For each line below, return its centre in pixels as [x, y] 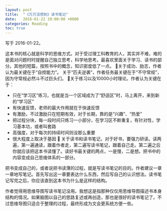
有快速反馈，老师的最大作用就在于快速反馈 [56, 108]
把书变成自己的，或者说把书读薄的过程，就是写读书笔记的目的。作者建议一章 [83, 168]
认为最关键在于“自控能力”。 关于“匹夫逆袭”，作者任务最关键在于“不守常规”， [83, 72]
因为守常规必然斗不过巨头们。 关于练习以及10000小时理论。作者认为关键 [81, 79]
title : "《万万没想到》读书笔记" [37, 14]
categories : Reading [27, 24]
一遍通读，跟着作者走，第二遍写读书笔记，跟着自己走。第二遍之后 [93, 145]
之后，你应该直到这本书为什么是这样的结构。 [64, 181]
